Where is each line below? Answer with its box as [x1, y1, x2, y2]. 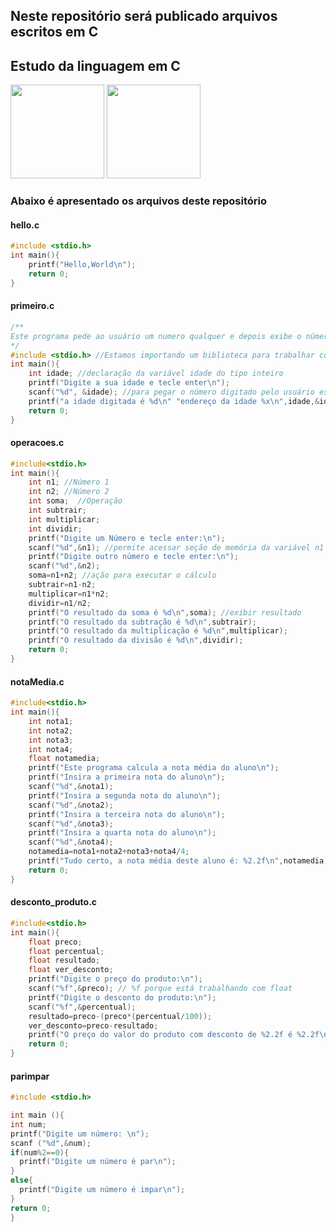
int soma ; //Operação [28, 496, 123, 506]
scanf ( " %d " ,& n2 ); [28, 561, 101, 571]
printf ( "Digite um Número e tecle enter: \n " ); [28, 533, 226, 543]
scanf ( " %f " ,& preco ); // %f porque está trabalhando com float [28, 984, 293, 994]
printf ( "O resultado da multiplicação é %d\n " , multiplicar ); [28, 626, 288, 636]
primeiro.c [10, 300, 55, 312]
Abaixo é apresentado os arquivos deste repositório [10, 194, 268, 208]
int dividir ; [28, 524, 83, 534]
